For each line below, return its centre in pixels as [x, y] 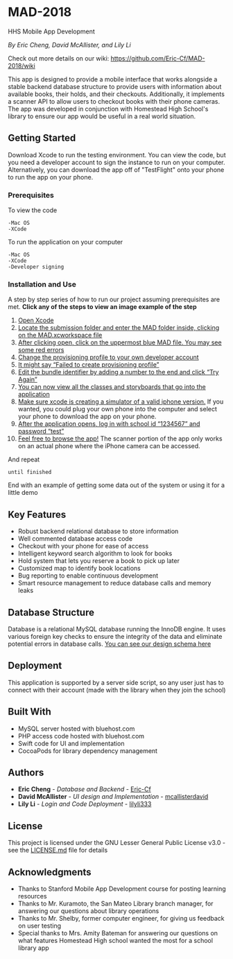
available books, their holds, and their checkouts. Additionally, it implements [116, 94]
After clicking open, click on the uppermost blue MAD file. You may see [120, 342]
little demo [23, 493]
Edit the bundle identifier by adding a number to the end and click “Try [118, 372]
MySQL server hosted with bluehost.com [76, 729]
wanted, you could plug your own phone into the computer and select [118, 409]
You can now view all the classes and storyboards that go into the [112, 387]
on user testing [40, 926]
